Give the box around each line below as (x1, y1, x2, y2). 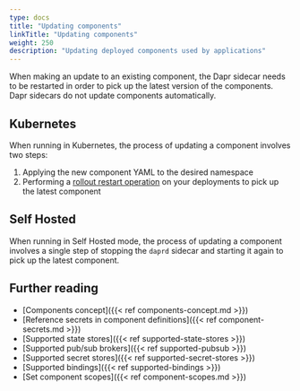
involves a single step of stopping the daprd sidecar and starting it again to (9, 245, 284, 256)
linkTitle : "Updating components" (9, 30, 139, 39)
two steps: (9, 149, 48, 160)
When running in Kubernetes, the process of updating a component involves (9, 140, 291, 151)
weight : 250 (9, 38, 54, 48)
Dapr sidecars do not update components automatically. (9, 91, 217, 101)
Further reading (9, 281, 99, 296)
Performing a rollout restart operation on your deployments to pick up (21, 176, 279, 187)
